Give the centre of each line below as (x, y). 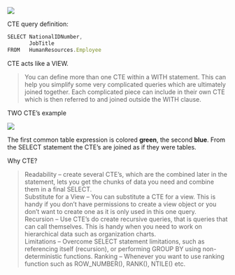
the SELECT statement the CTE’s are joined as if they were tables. (102, 147)
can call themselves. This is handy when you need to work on (113, 226)
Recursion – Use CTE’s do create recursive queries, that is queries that (126, 219)
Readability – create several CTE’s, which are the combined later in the (126, 174)
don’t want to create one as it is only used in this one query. (111, 211)
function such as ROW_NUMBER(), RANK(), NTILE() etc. (105, 264)
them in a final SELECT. (58, 189)
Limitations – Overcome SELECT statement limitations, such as (114, 241)
